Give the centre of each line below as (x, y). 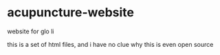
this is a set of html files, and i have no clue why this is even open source (110, 44)
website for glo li (31, 31)
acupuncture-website (71, 13)
